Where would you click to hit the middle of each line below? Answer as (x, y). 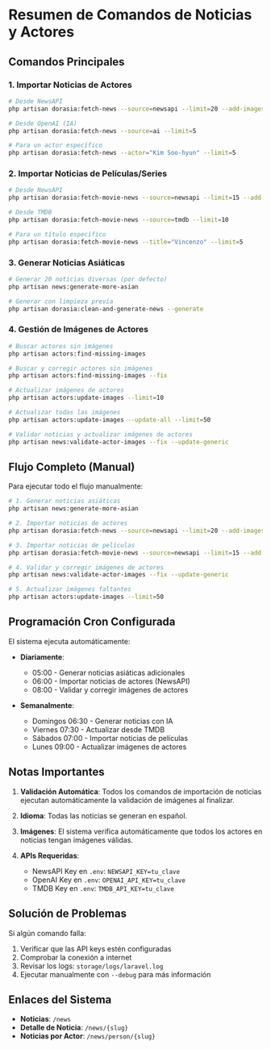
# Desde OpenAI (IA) (43, 123)
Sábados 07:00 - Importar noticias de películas (110, 738)
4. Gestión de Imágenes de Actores (79, 330)
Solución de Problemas (68, 914)
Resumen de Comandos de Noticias (130, 15)
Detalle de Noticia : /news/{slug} (74, 1028)
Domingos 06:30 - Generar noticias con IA (102, 721)
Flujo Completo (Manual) (72, 466)
